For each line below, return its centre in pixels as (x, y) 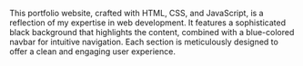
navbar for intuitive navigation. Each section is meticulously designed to (144, 42)
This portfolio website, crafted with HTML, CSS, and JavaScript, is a (136, 13)
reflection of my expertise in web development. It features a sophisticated (148, 23)
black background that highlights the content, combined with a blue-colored (152, 32)
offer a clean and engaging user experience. (92, 52)
